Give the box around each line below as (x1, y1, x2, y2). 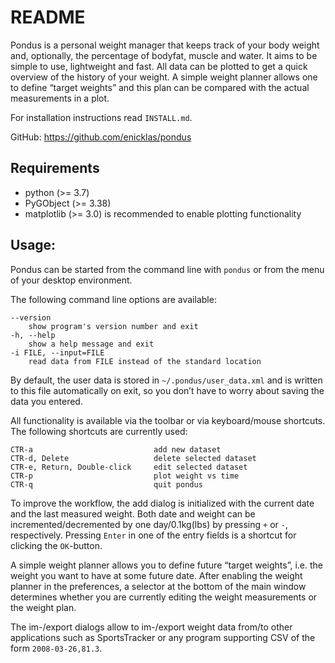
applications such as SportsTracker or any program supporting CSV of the (10, 631, 316, 643)
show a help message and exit (28, 339, 155, 349)
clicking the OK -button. (10, 539, 103, 551)
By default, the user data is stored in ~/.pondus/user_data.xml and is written (10, 374, 323, 386)
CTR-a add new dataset (10, 444, 222, 455)
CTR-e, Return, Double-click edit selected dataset (10, 462, 248, 472)
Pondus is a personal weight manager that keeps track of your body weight (10, 39, 320, 51)
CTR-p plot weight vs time (10, 471, 240, 481)
